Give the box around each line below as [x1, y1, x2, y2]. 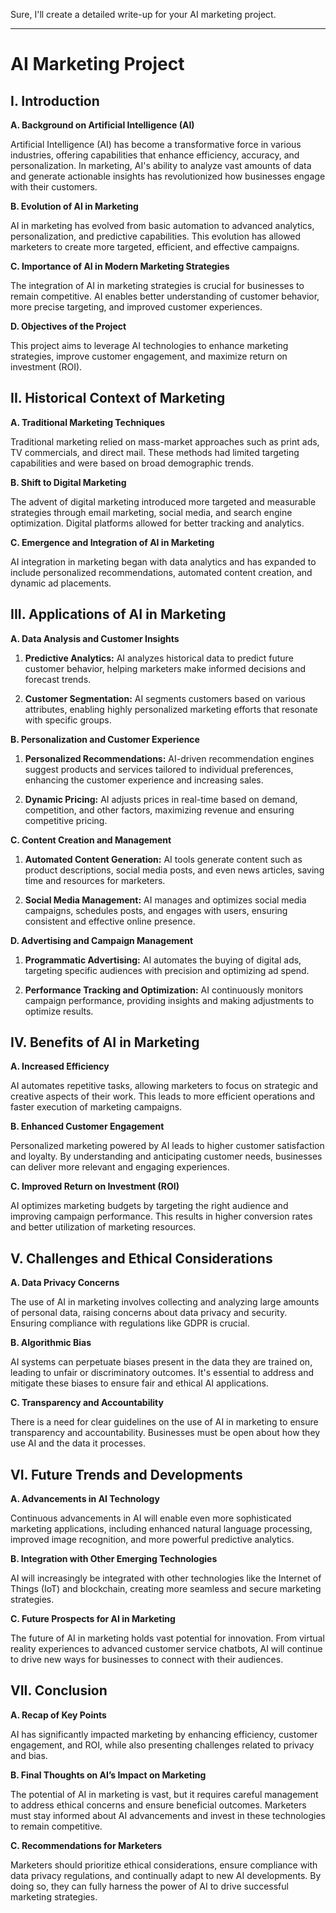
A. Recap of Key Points [10, 1709, 107, 1721]
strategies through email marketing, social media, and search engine [10, 506, 293, 518]
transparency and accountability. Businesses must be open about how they [10, 1427, 321, 1439]
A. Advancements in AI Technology [10, 1493, 160, 1505]
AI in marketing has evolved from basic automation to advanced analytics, [10, 220, 315, 231]
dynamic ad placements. [10, 577, 112, 589]
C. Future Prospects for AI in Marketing [10, 1613, 176, 1625]
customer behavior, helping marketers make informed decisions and [24, 662, 307, 674]
